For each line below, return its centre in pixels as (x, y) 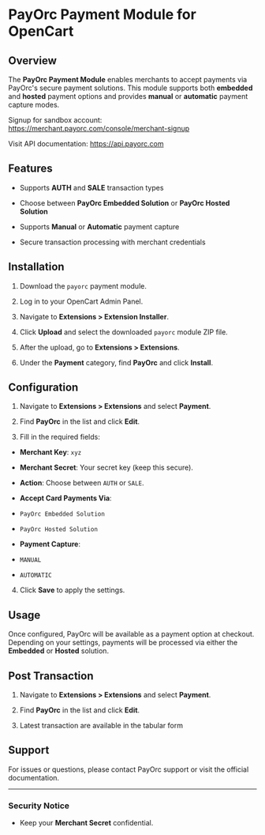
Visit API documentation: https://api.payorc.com (86, 144)
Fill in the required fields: (60, 437)
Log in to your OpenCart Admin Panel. (81, 301)
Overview (33, 60)
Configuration (43, 388)
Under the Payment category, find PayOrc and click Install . (116, 362)
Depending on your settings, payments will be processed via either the (123, 643)
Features (30, 169)
